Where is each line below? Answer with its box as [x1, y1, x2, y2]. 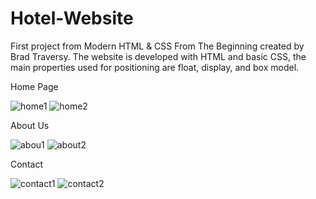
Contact [10, 158, 43, 170]
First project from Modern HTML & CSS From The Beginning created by [10, 40, 305, 52]
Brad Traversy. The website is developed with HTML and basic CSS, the [10, 50, 307, 62]
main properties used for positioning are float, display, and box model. [10, 61, 300, 73]
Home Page [10, 80, 59, 92]
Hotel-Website [10, 7, 134, 30]
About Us [10, 119, 50, 131]
